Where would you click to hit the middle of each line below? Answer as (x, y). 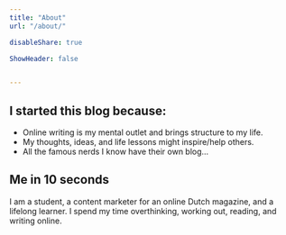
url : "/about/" (38, 26)
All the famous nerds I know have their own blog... (115, 152)
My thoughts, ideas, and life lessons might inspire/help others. (138, 142)
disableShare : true (46, 42)
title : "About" (38, 18)
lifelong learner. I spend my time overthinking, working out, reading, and (143, 211)
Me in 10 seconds (60, 180)
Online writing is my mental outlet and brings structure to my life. (143, 132)
